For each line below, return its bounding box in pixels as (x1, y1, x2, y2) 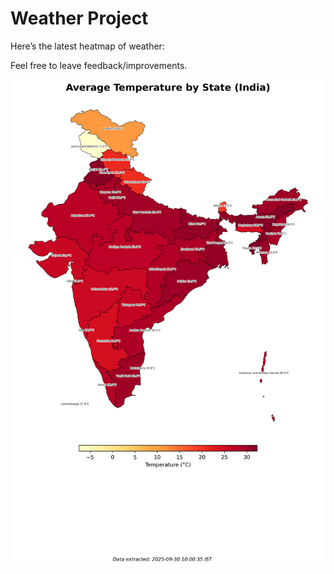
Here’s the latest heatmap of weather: (10, 40, 165, 52)
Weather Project (10, 7, 149, 30)
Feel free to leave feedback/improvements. (10, 59, 188, 71)
